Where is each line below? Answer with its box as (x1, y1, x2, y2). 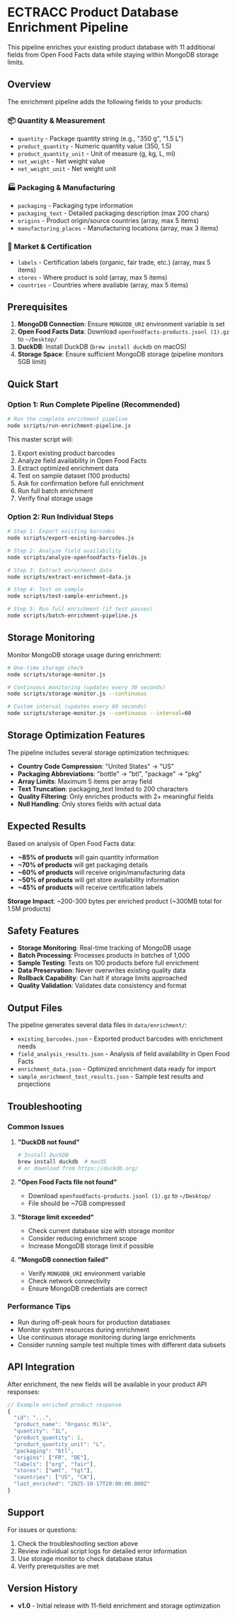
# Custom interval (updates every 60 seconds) (7, 703, 147, 711)
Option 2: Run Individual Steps (7, 512, 114, 522)
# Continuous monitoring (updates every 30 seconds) (7, 684, 166, 691)
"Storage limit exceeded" (17, 1212, 94, 1221)
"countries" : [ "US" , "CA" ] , (13, 1474, 97, 1481)
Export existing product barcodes (17, 449, 115, 457)
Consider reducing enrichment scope (28, 1234, 137, 1242)
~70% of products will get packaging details (17, 860, 149, 869)
